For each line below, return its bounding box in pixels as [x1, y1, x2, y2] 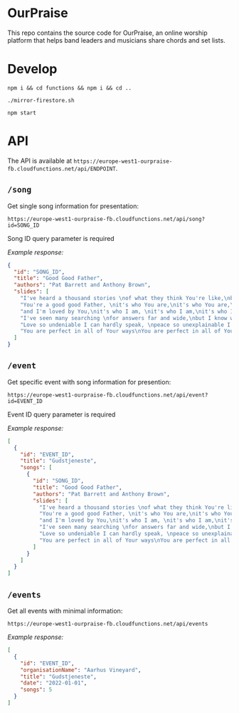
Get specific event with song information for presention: [7, 377, 171, 386]
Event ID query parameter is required [7, 410, 116, 419]
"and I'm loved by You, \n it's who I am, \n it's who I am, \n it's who [20, 308, 228, 315]
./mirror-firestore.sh [7, 97, 75, 104]
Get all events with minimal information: [7, 606, 123, 615]
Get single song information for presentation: [7, 201, 139, 210]
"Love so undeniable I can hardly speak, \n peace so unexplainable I [20, 321, 231, 328]
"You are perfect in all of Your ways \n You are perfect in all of [20, 328, 221, 335]
